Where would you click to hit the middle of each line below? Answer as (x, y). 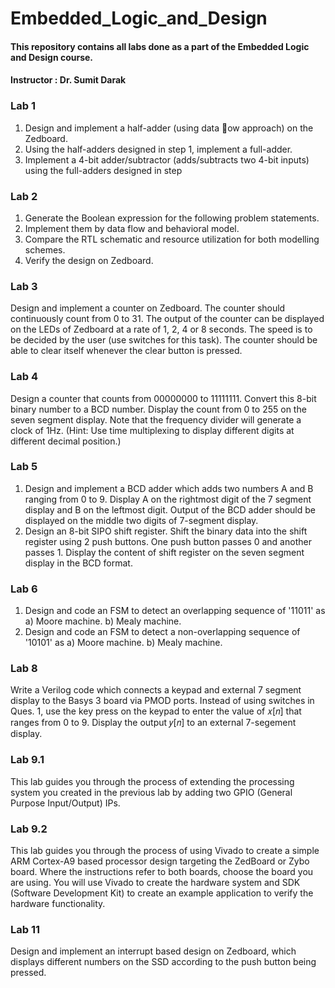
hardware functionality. (58, 904)
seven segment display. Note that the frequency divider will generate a (156, 419)
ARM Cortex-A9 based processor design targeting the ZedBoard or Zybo (160, 861)
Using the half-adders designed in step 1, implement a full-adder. (158, 149)
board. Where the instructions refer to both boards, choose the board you (162, 872)
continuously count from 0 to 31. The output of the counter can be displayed (167, 319)
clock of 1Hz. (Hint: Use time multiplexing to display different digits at (152, 430)
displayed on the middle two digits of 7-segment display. (141, 520)
